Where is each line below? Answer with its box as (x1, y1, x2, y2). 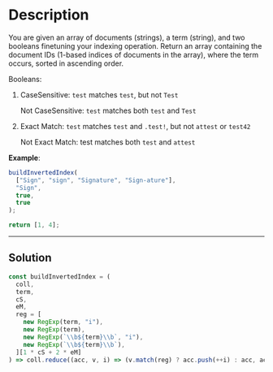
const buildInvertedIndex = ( (8, 272, 111, 281)
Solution (8, 251, 52, 265)
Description (8, 6, 89, 24)
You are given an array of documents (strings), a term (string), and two (8, 32, 245, 42)
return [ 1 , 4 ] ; (8, 221, 60, 229)
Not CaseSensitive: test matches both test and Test (19, 106, 197, 115)
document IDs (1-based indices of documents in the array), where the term (8, 50, 258, 59)
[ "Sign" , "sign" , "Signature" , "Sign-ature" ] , (15, 176, 176, 184)
